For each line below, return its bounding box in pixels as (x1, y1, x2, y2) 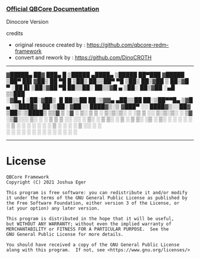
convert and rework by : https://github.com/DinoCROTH (14, 54, 152, 61)
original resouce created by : (14, 41, 86, 49)
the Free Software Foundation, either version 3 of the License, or (6, 200, 180, 207)
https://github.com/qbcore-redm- (86, 41, 169, 49)
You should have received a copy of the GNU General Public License (6, 242, 180, 248)
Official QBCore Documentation (6, 5, 99, 13)
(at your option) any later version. (6, 205, 100, 211)
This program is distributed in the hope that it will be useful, (6, 216, 174, 222)
